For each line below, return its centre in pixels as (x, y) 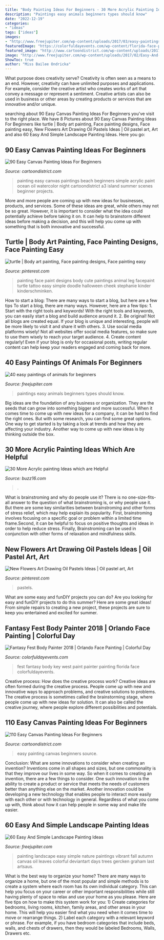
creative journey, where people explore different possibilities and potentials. (81, 707)
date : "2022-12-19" (25, 19)
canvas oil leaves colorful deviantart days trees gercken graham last (86, 861)
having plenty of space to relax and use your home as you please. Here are (81, 896)
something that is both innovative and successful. (55, 226)
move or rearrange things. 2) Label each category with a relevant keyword (80, 917)
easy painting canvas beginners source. (57, 753)
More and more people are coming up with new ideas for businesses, (75, 200)
